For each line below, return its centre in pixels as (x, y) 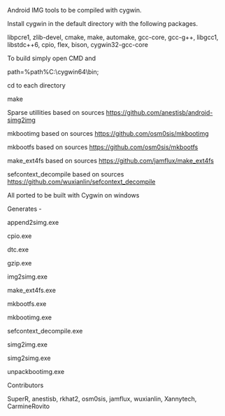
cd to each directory (37, 85)
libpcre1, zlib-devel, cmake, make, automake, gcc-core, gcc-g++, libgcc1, (113, 37)
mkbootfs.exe (27, 304)
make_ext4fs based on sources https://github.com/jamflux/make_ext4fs (111, 161)
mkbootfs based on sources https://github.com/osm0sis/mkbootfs (103, 147)
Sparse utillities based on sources (56, 112)
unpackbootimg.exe (36, 372)
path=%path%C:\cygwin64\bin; (53, 72)
